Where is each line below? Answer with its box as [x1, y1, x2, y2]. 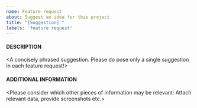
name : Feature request [6, 8, 62, 15]
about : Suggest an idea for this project [6, 14, 110, 20]
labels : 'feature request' [6, 25, 73, 31]
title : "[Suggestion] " [6, 19, 65, 25]
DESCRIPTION [6, 43, 42, 50]
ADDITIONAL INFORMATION [6, 76, 77, 83]
